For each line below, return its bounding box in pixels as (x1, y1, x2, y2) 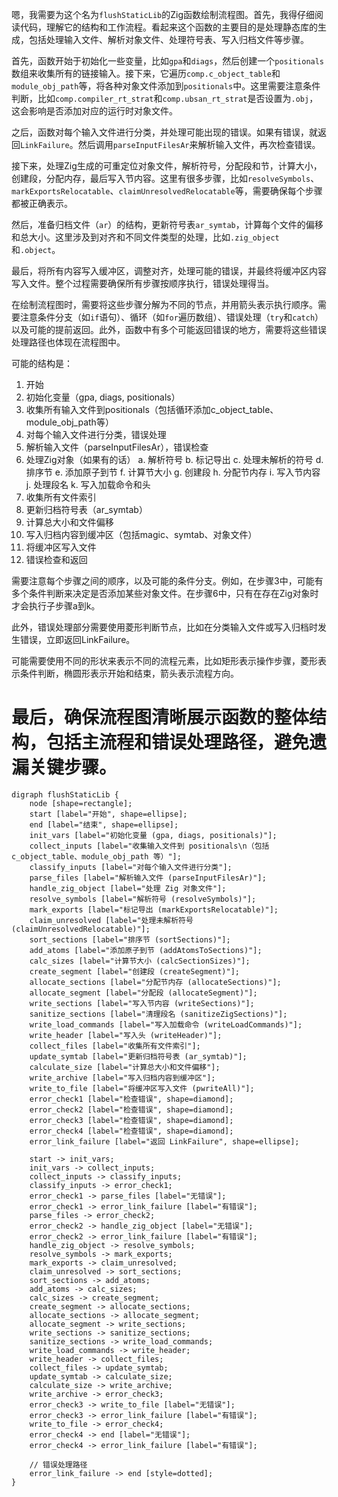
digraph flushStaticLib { (11, 789, 119, 800)
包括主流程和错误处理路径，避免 (46, 731, 310, 754)
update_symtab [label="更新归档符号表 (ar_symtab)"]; (29, 1051, 248, 1062)
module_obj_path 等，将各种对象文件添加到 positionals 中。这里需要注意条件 (11, 80, 321, 92)
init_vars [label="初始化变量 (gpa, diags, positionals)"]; (29, 830, 278, 840)
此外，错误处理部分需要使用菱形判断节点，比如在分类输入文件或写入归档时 (11, 621, 318, 633)
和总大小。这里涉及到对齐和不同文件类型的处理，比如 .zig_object (11, 231, 280, 243)
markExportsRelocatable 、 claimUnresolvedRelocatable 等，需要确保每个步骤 (11, 185, 323, 197)
